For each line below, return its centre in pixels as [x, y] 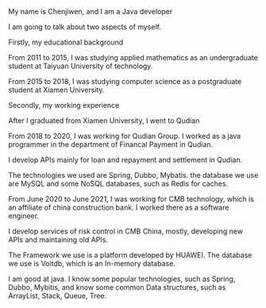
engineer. [24, 216]
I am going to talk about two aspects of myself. [85, 27]
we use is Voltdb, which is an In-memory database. [92, 264]
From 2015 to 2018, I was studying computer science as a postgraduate [125, 81]
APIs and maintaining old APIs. [58, 240]
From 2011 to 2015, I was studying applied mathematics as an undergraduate [133, 58]
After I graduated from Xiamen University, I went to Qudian [104, 121]
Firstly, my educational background [66, 42]
